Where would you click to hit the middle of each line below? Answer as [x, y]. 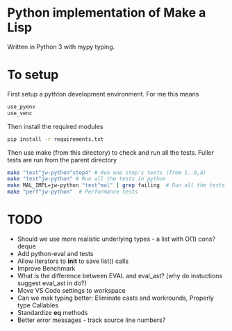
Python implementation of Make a [107, 13]
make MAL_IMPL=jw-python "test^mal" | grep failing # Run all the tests [116, 185]
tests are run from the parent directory [62, 160]
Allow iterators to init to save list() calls [73, 261]
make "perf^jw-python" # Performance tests [73, 192]
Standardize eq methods [52, 312]
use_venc [20, 113]
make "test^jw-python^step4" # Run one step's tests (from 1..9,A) [107, 172]
